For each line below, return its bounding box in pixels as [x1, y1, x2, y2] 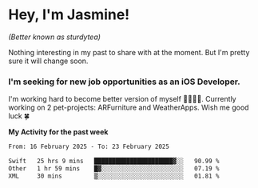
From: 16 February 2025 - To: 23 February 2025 [8, 142, 170, 151]
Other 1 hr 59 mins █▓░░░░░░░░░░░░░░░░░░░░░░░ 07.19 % [8, 164, 220, 173]
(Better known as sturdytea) [8, 32, 101, 42]
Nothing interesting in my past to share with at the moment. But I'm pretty [8, 47, 250, 57]
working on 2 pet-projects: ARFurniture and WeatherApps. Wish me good [8, 102, 249, 113]
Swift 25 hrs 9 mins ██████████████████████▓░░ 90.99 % [8, 158, 220, 166]
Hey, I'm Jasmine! [8, 6, 130, 24]
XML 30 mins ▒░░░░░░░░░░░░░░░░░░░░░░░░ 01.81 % [8, 172, 220, 180]
